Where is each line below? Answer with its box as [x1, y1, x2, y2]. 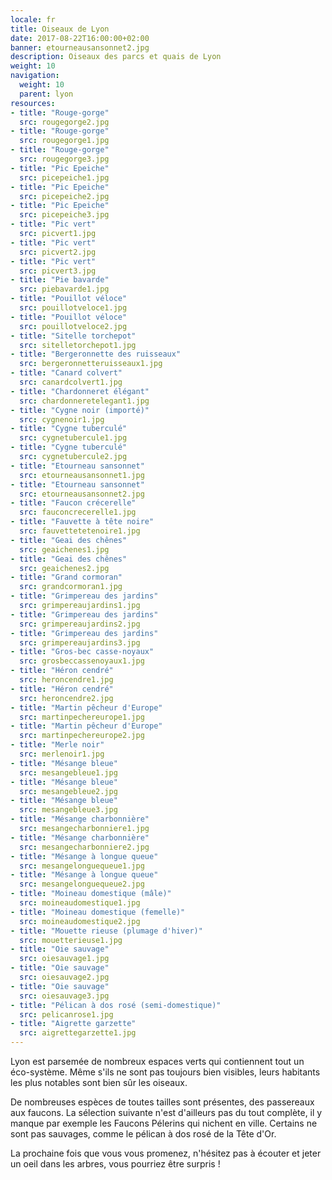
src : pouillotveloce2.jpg [19, 321, 128, 331]
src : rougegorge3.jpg [19, 154, 110, 164]
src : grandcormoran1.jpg [19, 582, 123, 592]
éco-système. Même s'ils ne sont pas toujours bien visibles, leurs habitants [10, 1066, 321, 1078]
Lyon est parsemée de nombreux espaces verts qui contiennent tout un [10, 1056, 305, 1067]
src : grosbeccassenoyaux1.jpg [19, 656, 145, 666]
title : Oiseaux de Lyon [10, 24, 110, 34]
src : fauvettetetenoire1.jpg [19, 526, 141, 536]
